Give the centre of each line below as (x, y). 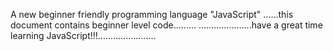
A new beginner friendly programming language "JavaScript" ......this (152, 14)
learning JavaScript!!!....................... (83, 35)
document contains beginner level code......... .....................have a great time (166, 25)
